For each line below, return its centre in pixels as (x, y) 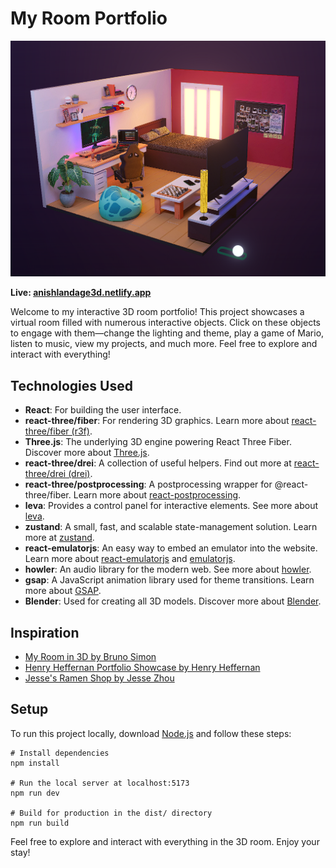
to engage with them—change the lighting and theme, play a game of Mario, (167, 333)
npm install (35, 763)
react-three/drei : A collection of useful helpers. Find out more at (158, 463)
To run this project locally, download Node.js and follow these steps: (151, 733)
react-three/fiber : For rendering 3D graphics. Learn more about (157, 421)
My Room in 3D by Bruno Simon (90, 657)
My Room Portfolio (89, 18)
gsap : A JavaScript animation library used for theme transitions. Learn (169, 580)
